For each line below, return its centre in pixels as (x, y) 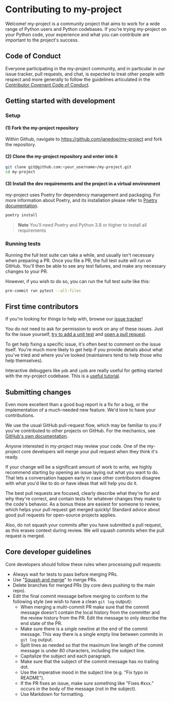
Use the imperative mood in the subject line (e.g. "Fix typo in (84, 672)
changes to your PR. (27, 271)
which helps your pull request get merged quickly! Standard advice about (83, 510)
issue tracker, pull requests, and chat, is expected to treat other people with (85, 74)
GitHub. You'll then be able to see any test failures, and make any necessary (86, 266)
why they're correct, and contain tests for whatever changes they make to (83, 499)
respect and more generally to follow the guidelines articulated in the (78, 79)
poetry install (21, 215)
